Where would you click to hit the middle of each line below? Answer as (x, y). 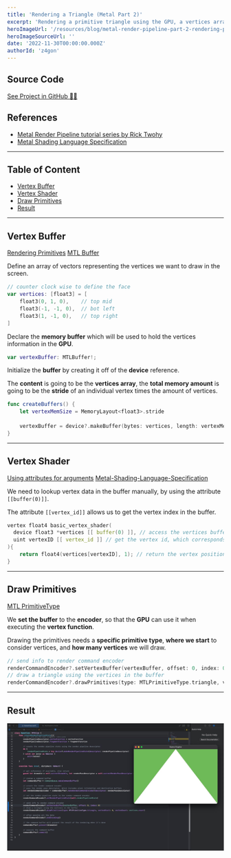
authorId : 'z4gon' (33, 51)
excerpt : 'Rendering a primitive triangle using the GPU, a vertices (109, 22)
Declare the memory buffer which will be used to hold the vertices (101, 336)
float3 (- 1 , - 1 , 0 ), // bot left (67, 309)
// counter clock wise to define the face (69, 287)
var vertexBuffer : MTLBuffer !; (52, 357)
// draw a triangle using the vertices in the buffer (86, 675)
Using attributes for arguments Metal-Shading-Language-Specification (108, 478)
